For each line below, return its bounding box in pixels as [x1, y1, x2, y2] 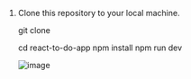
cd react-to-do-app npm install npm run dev [17, 42, 183, 53]
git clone [17, 25, 51, 35]
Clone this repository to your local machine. [17, 8, 180, 18]
